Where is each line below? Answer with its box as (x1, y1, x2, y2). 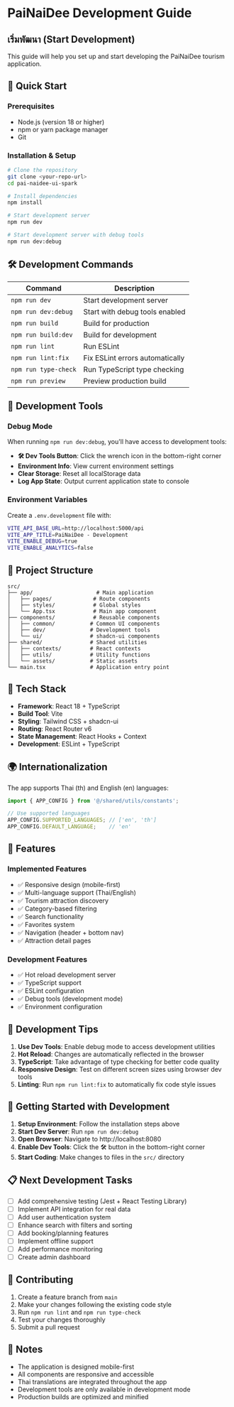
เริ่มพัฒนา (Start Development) (7, 33, 135, 45)
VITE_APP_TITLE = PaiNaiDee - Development (7, 531, 129, 538)
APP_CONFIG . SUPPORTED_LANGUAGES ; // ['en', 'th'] (7, 817, 157, 824)
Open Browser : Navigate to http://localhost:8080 (17, 1134, 162, 1143)
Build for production (83, 318, 150, 328)
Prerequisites (7, 102, 55, 112)
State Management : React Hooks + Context (17, 732, 147, 740)
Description (114, 283, 155, 293)
